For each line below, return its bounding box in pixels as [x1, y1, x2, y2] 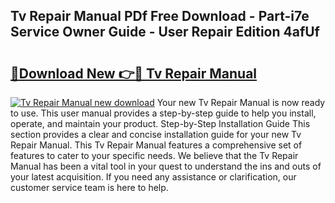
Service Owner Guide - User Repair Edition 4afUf [10, 24, 320, 41]
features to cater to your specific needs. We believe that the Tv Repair [10, 150, 299, 161]
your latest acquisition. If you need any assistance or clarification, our [10, 171, 297, 183]
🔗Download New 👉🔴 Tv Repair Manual [10, 65, 258, 82]
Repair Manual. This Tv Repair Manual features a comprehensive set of [10, 139, 303, 151]
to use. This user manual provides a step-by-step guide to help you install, [10, 107, 317, 119]
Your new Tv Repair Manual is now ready [156, 97, 326, 108]
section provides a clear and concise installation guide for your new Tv [10, 129, 302, 140]
